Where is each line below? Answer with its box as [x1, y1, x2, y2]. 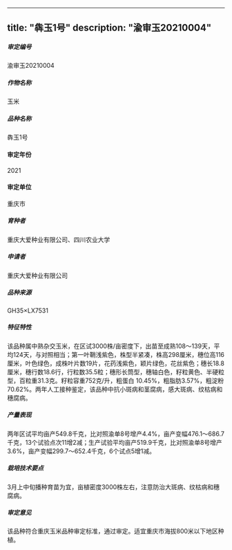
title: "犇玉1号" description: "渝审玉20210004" [7, 22, 212, 34]
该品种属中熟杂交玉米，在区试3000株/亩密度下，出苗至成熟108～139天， [7, 342, 214, 350]
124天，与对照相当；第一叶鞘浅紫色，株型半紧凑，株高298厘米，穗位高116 [12, 350, 225, 358]
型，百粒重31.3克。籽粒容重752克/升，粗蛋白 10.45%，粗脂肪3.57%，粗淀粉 [7, 376, 224, 385]
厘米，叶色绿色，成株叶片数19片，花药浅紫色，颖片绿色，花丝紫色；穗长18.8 [7, 359, 224, 367]
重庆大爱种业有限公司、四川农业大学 [7, 235, 110, 244]
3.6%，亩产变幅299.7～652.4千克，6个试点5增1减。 [7, 447, 156, 455]
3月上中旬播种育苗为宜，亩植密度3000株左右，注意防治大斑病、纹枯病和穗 [7, 482, 220, 491]
